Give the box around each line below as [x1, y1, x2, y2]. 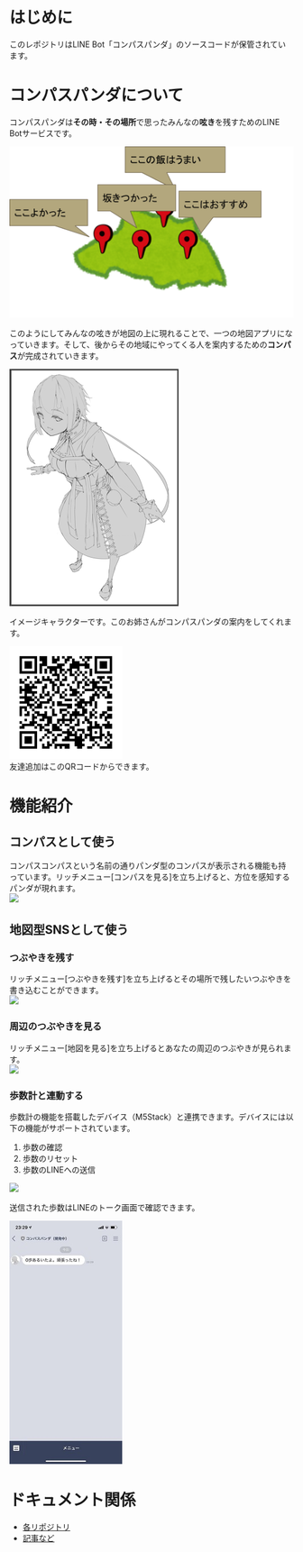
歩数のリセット [22, 1154, 78, 1164]
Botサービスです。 [9, 127, 77, 139]
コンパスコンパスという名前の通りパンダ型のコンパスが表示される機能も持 [9, 860, 287, 871]
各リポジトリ [22, 1521, 70, 1532]
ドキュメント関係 [9, 1490, 137, 1511]
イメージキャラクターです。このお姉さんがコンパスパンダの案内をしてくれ [9, 616, 284, 626]
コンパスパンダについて [9, 86, 184, 105]
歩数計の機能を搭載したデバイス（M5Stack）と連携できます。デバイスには [9, 1111, 286, 1122]
